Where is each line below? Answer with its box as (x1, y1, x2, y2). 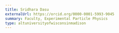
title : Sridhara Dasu (5, 7, 49, 12)
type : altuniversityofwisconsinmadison (5, 20, 86, 26)
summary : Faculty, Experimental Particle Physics (5, 16, 108, 21)
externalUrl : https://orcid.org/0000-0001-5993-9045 (5, 12, 115, 16)
